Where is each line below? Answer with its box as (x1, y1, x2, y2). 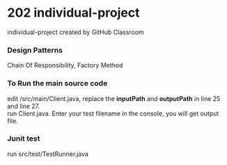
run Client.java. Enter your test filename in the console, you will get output (7, 109, 219, 118)
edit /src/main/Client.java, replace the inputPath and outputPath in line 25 (7, 94, 221, 102)
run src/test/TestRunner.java (7, 150, 89, 158)
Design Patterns (7, 45, 63, 55)
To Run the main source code (7, 79, 108, 88)
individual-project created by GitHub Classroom (7, 28, 144, 36)
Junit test (7, 134, 40, 143)
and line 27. (7, 102, 40, 110)
